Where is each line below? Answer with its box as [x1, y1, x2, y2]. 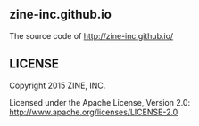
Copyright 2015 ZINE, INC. [9, 80, 106, 91]
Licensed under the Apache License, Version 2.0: [9, 97, 190, 107]
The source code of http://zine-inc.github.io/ [9, 30, 174, 41]
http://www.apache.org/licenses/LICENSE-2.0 [9, 106, 178, 117]
